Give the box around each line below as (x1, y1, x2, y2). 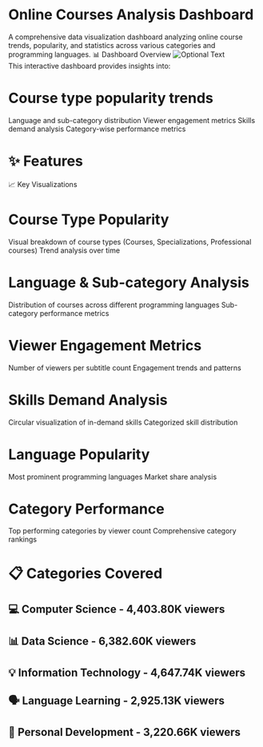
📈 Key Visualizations (8, 179, 78, 189)
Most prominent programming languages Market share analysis (8, 472, 217, 481)
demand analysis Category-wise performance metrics (8, 124, 186, 134)
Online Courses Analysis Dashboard (8, 6, 254, 24)
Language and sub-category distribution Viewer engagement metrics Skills (8, 115, 256, 125)
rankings (8, 534, 38, 545)
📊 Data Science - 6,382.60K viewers (8, 634, 197, 649)
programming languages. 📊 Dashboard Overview (8, 50, 172, 59)
